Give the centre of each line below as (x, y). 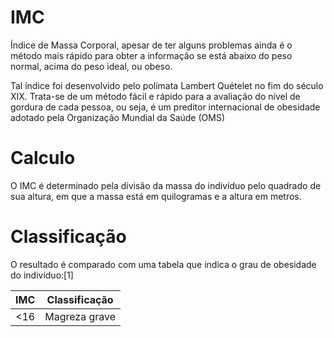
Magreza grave (80, 316)
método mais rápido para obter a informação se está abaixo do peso (151, 55)
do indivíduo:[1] (42, 275)
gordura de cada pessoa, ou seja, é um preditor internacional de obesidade (165, 107)
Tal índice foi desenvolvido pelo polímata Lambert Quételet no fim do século (167, 85)
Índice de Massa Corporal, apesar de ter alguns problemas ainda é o (151, 45)
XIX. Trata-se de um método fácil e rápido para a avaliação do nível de (155, 96)
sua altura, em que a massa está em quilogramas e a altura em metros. (156, 196)
